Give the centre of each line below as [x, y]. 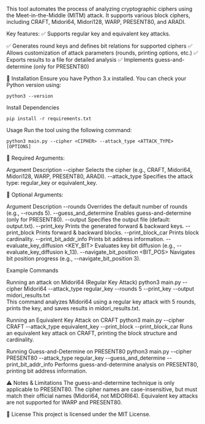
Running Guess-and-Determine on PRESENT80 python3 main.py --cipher [99, 351]
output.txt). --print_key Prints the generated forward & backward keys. [95, 226]
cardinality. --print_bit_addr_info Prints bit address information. [86, 239]
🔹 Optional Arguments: [35, 195]
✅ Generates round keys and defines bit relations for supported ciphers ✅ [99, 46]
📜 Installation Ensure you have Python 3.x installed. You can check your [96, 78]
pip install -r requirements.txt [49, 119]
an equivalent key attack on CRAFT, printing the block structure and [92, 333]
